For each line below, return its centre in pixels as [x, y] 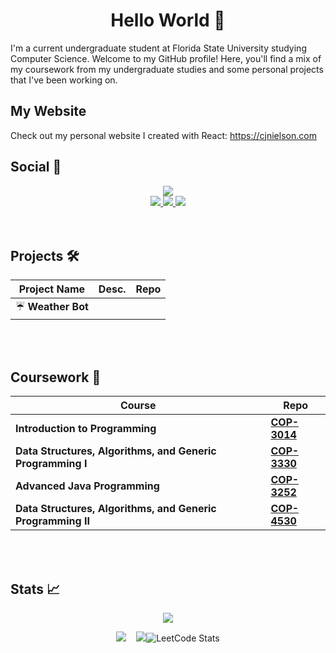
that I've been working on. [64, 80]
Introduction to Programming [86, 429]
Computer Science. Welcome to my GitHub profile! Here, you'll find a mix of [166, 58]
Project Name [52, 289]
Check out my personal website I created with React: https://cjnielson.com [163, 135]
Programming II [52, 521]
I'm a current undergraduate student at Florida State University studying [158, 48]
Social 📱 [36, 167]
